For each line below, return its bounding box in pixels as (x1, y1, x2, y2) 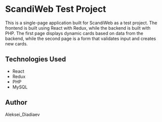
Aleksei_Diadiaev (5, 111, 40, 117)
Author (5, 98, 27, 107)
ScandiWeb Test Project (5, 3, 107, 15)
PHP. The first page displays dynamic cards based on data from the (5, 30, 144, 36)
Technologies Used (5, 55, 66, 64)
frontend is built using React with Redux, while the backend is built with (5, 25, 151, 31)
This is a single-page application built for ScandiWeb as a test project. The (5, 20, 158, 26)
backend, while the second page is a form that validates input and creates (5, 36, 156, 41)
